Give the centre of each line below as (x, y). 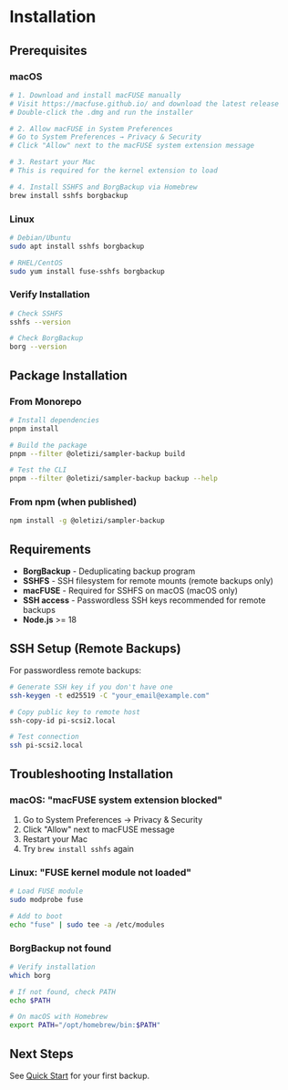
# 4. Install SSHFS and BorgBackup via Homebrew (103, 187)
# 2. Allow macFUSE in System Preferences (91, 129)
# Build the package (49, 445)
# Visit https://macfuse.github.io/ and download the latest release (144, 104)
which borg (30, 975)
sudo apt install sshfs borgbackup (77, 246)
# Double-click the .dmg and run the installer (102, 112)
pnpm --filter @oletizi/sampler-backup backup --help (114, 479)
